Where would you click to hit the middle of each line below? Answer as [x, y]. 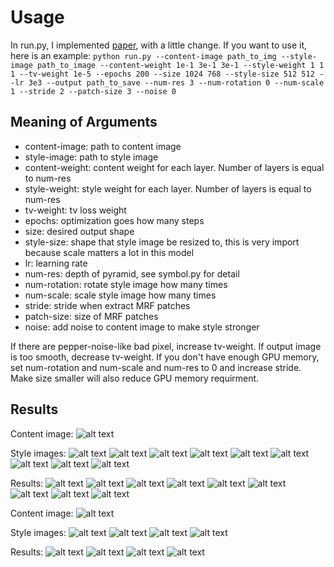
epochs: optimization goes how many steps [114, 220]
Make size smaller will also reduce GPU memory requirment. [135, 378]
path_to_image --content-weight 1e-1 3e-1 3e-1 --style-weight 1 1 [180, 65]
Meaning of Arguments [84, 122]
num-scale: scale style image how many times [120, 295]
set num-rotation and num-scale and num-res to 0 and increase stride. [156, 367]
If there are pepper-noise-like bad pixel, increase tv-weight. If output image [166, 346]
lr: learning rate [56, 263]
